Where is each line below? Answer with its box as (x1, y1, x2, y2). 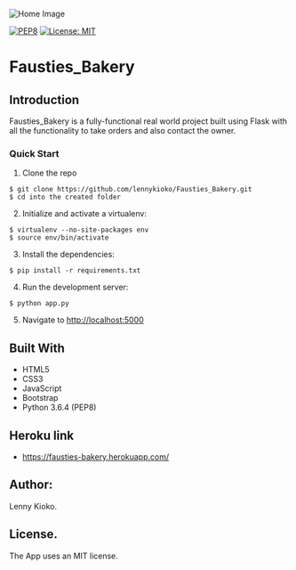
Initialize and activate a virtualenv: (21, 208, 147, 219)
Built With (9, 340, 65, 355)
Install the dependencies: (21, 249, 116, 260)
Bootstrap (21, 393, 59, 403)
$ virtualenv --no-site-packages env (9, 225, 149, 235)
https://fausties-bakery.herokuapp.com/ (21, 451, 170, 462)
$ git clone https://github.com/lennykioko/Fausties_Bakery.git (9, 185, 252, 194)
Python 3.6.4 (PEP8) (21, 402, 97, 413)
